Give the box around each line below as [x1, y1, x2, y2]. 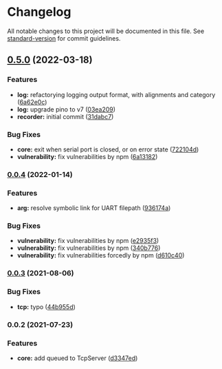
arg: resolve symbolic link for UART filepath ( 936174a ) [16, 204, 171, 212]
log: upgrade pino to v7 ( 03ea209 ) [16, 105, 115, 114]
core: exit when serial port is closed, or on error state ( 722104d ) [16, 145, 199, 154]
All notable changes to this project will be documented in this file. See [7, 27, 205, 35]
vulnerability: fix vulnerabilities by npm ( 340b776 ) [16, 244, 161, 252]
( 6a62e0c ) [16, 98, 47, 106]
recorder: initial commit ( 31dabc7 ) [16, 112, 114, 120]
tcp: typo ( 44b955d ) [16, 302, 76, 310]
